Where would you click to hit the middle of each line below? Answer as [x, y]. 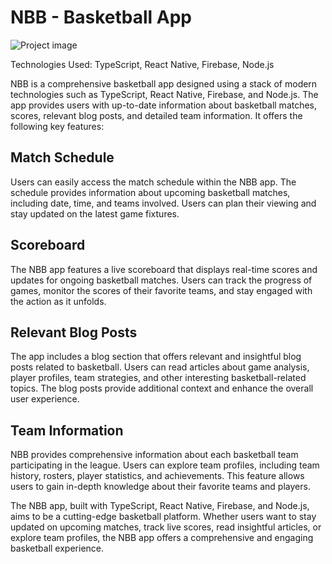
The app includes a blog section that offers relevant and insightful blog [156, 357]
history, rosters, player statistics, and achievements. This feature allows [157, 476]
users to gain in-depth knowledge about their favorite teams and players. [160, 487]
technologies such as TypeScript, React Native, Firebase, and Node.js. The [164, 94]
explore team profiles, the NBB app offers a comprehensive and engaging [162, 538]
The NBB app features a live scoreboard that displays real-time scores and [164, 269]
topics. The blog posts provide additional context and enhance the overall [162, 388]
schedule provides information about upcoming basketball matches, [150, 192]
